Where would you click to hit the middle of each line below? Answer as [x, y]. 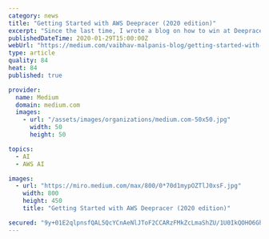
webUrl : [21, 46]
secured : [23, 223]
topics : [21, 149]
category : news [34, 16]
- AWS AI [30, 164]
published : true [35, 75]
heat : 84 [23, 68]
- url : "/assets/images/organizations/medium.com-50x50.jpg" [126, 120]
